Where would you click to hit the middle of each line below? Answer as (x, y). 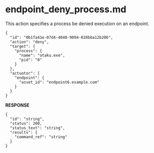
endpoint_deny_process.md (66, 9)
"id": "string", (27, 119)
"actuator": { (25, 73)
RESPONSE (17, 105)
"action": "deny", (30, 42)
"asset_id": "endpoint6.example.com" (59, 82)
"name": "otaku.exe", (42, 55)
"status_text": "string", (38, 128)
